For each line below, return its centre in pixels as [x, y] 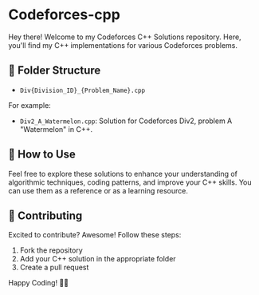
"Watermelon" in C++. [56, 129]
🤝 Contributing [45, 215]
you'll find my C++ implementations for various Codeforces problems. [123, 45]
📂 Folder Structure [55, 71]
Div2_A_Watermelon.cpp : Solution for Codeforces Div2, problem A [126, 121]
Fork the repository [51, 250]
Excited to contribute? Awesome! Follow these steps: [95, 235]
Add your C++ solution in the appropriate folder [98, 259]
